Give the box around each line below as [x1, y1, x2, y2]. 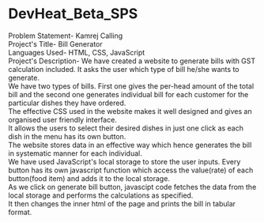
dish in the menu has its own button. [8, 131, 126, 141]
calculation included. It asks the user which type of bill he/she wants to [8, 64, 239, 74]
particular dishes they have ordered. [8, 98, 126, 108]
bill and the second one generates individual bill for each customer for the [8, 89, 249, 99]
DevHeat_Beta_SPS [8, 5, 138, 23]
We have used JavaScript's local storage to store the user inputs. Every [8, 157, 241, 166]
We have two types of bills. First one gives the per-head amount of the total [8, 81, 255, 91]
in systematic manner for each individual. [8, 148, 142, 158]
